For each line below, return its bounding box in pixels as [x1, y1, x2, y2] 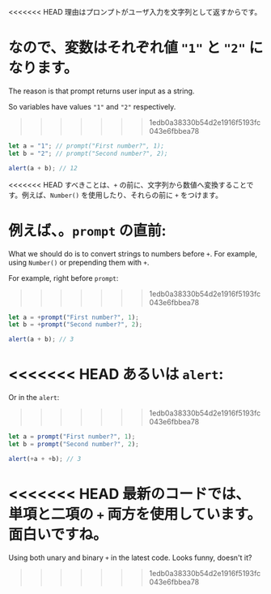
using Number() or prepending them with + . [8, 257, 150, 267]
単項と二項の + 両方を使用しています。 [8, 505, 261, 523]
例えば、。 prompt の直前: [8, 222, 167, 239]
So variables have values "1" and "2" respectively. [8, 101, 176, 111]
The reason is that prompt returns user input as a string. [8, 86, 195, 96]
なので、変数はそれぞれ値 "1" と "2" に [8, 39, 264, 57]
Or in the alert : [8, 393, 60, 402]
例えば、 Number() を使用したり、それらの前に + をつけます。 [21, 190, 222, 200]
